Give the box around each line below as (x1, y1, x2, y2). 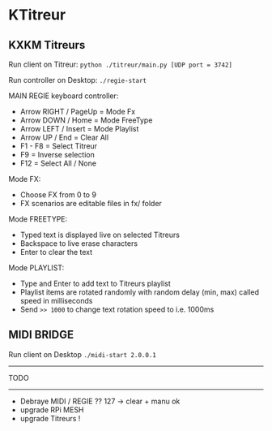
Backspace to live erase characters (19, 239, 138, 248)
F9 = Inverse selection (19, 150, 95, 159)
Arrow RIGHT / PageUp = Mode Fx (19, 107, 136, 116)
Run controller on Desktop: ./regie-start (8, 75, 147, 84)
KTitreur (8, 6, 66, 24)
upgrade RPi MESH (19, 404, 84, 415)
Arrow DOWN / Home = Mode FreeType (19, 115, 153, 125)
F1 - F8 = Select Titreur (19, 141, 98, 151)
